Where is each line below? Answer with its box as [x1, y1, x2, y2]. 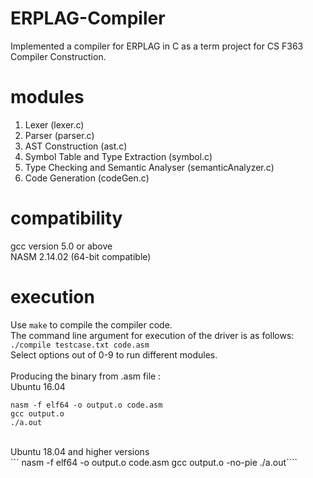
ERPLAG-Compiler [10, 7, 166, 30]
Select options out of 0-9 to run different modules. [10, 348, 218, 361]
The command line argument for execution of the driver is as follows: [10, 329, 295, 341]
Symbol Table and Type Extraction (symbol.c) [24, 150, 213, 162]
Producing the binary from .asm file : [10, 370, 162, 382]
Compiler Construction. [10, 50, 107, 62]
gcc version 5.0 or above [10, 240, 113, 252]
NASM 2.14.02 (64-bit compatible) [10, 250, 152, 262]
